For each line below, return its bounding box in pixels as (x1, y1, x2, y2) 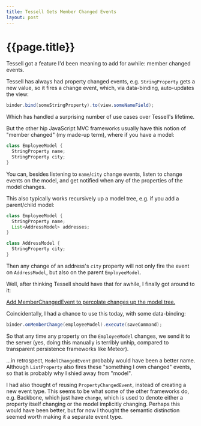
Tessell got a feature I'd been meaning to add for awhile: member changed (6, 60, 191, 67)
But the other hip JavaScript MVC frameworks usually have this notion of (6, 125, 186, 132)
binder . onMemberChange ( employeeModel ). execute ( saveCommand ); (6, 322, 163, 328)
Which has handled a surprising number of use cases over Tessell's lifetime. (6, 113, 195, 121)
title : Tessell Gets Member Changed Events (6, 8, 117, 15)
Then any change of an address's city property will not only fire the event (6, 262, 190, 269)
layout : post (6, 14, 39, 20)
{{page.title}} (6, 40, 75, 54)
